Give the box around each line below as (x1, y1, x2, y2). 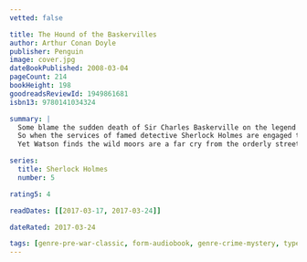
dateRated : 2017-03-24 (9, 223, 96, 232)
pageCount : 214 (9, 72, 68, 82)
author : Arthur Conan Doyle (9, 38, 117, 47)
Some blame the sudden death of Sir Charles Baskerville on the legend (17, 122, 297, 132)
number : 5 (17, 173, 55, 183)
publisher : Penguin (9, 47, 84, 56)
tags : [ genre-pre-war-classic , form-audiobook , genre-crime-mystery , (9, 239, 281, 248)
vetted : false (9, 13, 64, 23)
